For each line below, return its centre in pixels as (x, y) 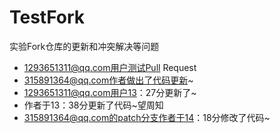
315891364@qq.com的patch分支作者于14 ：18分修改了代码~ (147, 117)
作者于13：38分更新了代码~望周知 (93, 105)
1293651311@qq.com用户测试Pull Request (110, 67)
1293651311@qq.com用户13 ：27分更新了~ (110, 92)
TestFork (47, 17)
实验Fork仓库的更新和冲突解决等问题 (84, 46)
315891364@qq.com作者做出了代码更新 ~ (108, 80)
